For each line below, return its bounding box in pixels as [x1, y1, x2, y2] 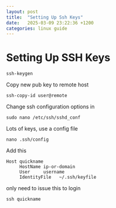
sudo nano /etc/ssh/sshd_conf [6, 114, 81, 121]
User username [19, 169, 65, 175]
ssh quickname [6, 196, 41, 203]
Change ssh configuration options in [6, 103, 95, 110]
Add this [6, 147, 27, 154]
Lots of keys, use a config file [6, 125, 78, 132]
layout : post [6, 8, 38, 15]
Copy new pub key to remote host [6, 81, 89, 88]
